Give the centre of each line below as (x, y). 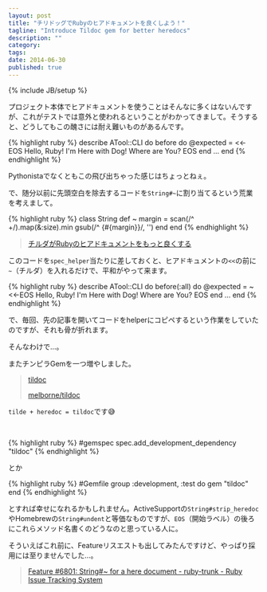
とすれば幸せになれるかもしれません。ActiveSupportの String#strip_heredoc (133, 508)
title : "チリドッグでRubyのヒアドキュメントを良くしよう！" (97, 23)
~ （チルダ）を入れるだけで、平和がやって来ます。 (90, 270)
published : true (35, 68)
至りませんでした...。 (63, 555)
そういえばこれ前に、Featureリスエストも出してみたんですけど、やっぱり (128, 545)
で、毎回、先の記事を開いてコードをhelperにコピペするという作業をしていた (133, 320)
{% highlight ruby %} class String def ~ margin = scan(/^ (101, 218)
